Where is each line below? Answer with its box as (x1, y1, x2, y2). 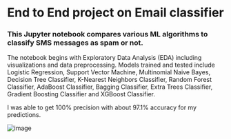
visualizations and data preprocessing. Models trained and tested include (7, 61, 215, 69)
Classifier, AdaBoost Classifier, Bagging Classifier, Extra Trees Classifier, (7, 83, 213, 91)
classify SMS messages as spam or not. (7, 38, 143, 47)
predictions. (7, 111, 41, 119)
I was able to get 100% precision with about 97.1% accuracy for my (7, 103, 197, 111)
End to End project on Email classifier (7, 5, 224, 21)
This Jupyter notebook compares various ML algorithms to (7, 30, 208, 39)
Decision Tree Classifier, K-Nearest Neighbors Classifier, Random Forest (7, 76, 212, 84)
